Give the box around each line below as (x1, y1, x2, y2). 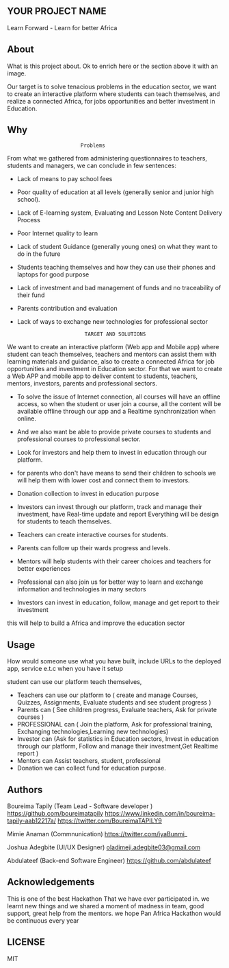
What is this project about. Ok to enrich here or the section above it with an (7, 62, 219, 70)
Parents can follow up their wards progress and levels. (16, 544, 171, 552)
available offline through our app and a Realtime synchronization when (16, 408, 216, 416)
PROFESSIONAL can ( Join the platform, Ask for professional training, (16, 720, 213, 729)
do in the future (16, 250, 61, 258)
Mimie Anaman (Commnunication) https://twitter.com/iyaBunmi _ (7, 830, 188, 838)
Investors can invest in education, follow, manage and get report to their (16, 598, 220, 606)
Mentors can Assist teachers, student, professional (16, 757, 161, 765)
